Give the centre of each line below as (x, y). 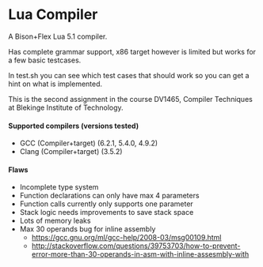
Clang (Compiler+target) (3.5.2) (71, 152)
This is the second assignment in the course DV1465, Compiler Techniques (131, 99)
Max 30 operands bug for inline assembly (88, 229)
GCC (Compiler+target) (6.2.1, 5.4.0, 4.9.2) (89, 143)
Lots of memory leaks (55, 221)
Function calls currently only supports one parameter (107, 204)
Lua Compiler (53, 15)
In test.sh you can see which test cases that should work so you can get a (129, 75)
